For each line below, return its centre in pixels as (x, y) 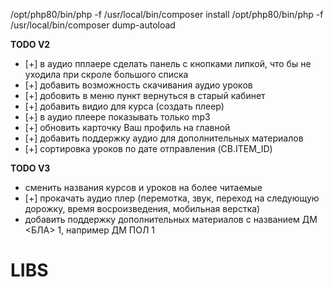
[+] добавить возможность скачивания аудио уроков (138, 85)
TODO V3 (30, 168)
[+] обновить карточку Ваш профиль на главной (127, 127)
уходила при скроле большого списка (106, 74)
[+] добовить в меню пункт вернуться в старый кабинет (145, 95)
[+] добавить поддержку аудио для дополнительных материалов (164, 138)
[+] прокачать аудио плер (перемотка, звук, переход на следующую (172, 198)
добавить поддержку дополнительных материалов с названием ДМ (171, 219)
